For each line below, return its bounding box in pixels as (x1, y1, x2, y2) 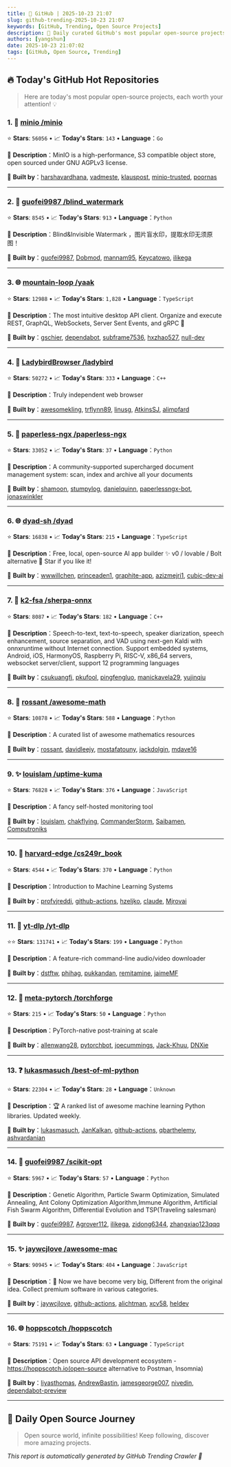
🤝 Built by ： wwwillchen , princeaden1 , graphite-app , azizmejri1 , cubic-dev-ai (7, 571, 223, 580)
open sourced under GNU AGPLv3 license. (7, 158, 128, 166)
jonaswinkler (7, 493, 43, 501)
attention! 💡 (23, 99, 57, 108)
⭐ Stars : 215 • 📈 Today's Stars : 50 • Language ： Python (7, 1010, 166, 1018)
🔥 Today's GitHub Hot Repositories (7, 74, 159, 86)
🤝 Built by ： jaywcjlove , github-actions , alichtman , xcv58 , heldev (7, 1299, 189, 1308)
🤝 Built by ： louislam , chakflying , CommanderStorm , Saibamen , (7, 817, 186, 825)
